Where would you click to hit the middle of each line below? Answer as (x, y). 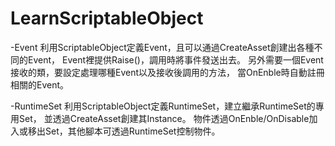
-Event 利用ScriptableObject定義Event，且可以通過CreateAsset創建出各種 (162, 47)
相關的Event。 (40, 84)
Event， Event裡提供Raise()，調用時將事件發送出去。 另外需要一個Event (175, 59)
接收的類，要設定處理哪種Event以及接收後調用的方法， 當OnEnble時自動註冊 (167, 72)
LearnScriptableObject (107, 18)
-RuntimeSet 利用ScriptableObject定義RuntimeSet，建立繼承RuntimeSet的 (163, 106)
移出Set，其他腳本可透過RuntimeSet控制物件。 (124, 131)
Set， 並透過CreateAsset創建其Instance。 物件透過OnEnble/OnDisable (164, 118)
